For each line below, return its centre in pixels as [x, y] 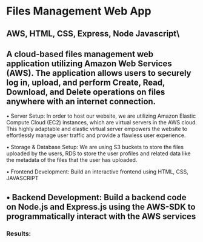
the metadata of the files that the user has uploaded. [72, 160]
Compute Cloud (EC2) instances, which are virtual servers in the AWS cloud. [102, 123]
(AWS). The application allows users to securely [99, 73]
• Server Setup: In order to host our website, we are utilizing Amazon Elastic [101, 116]
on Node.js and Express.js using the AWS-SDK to [101, 207]
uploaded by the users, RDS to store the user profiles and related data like [98, 153]
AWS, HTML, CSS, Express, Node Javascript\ [93, 34]
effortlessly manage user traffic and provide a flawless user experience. [96, 135]
